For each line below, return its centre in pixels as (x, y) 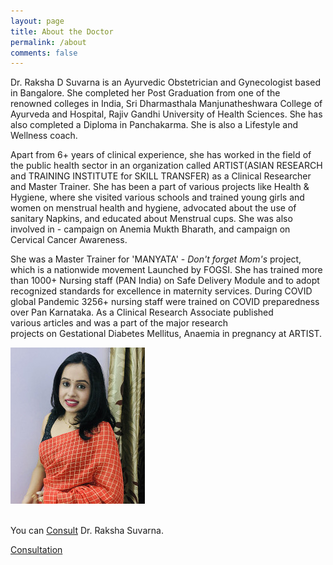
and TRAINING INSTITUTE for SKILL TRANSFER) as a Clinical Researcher (161, 176)
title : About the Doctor (62, 31)
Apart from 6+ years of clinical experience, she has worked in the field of (161, 155)
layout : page (37, 21)
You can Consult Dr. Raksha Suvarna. (87, 531)
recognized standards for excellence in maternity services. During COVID (161, 291)
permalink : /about (48, 42)
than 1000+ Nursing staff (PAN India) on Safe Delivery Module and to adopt (165, 281)
